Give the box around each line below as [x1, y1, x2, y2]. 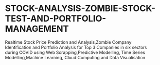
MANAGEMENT [5, 24, 69, 34]
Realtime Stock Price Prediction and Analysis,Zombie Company [5, 39, 132, 45]
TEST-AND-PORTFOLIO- [5, 13, 106, 24]
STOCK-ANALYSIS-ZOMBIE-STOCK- [5, 3, 156, 14]
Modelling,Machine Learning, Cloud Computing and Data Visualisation [5, 54, 146, 60]
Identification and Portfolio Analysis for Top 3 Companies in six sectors [5, 44, 147, 50]
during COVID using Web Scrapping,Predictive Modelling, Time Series [5, 49, 145, 55]
